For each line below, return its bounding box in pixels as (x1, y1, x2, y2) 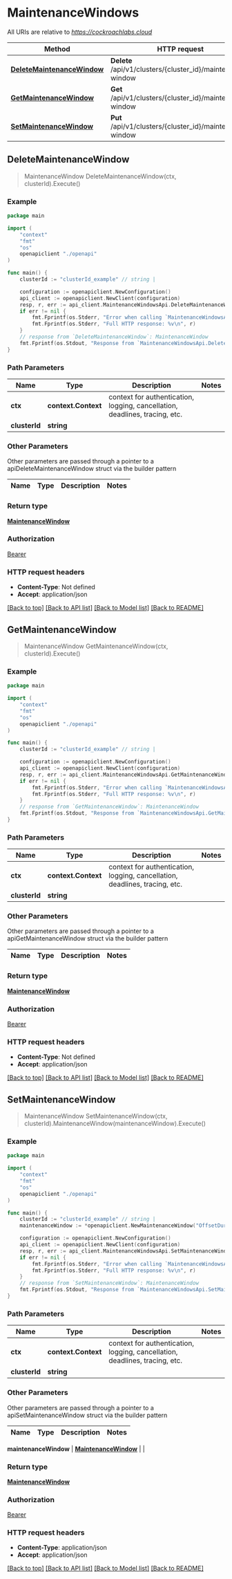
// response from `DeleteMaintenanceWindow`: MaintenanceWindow (19, 333, 209, 340)
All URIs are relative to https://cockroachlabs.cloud (7, 28, 153, 36)
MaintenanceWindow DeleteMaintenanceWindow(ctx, (23, 172, 177, 181)
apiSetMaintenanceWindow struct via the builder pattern (7, 1411, 168, 1419)
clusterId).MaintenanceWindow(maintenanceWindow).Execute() (23, 1119, 206, 1128)
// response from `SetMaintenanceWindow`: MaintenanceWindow (19, 1280, 199, 1287)
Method (43, 44, 70, 53)
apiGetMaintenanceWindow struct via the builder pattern (7, 934, 168, 943)
